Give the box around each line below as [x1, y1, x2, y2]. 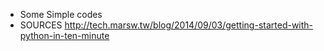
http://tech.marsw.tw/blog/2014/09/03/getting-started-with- [64, 19, 314, 31]
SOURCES [19, 19, 63, 31]
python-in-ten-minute [19, 30, 110, 41]
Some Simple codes [19, 9, 103, 20]
